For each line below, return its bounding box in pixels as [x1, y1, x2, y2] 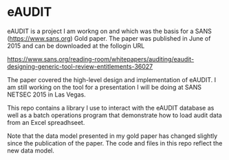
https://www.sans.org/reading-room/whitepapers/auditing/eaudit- [7, 54, 195, 63]
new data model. [7, 146, 55, 154]
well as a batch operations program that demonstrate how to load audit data [7, 111, 222, 119]
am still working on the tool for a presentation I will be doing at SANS [7, 83, 201, 91]
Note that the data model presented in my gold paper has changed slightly [7, 132, 218, 140]
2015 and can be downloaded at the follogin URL [7, 41, 145, 50]
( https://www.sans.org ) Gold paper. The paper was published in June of [7, 34, 211, 42]
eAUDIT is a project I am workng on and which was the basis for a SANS [7, 27, 212, 35]
